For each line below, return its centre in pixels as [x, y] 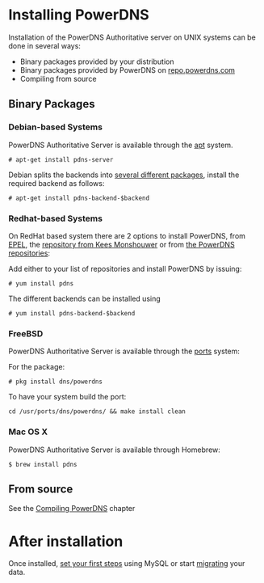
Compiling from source [58, 78]
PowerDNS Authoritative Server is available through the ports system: [124, 351]
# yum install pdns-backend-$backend [72, 313]
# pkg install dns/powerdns [56, 382]
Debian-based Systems [56, 127]
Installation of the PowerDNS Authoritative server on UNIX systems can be [132, 37]
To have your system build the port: [67, 397]
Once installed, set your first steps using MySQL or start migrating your [127, 564]
